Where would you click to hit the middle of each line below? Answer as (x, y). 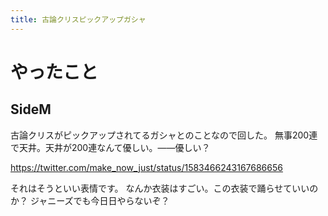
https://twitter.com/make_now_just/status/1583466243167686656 (146, 167)
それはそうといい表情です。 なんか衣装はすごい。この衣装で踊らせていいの (164, 188)
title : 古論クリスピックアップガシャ (78, 19)
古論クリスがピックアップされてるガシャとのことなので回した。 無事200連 (164, 135)
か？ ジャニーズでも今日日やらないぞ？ (90, 200)
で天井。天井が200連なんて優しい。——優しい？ (110, 147)
